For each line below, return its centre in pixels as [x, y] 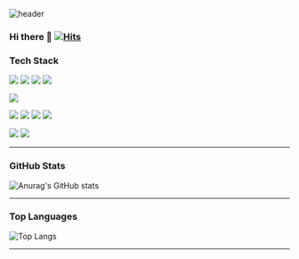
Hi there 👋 [31, 36]
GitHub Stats [37, 166]
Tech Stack [34, 61]
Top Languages [44, 216]
